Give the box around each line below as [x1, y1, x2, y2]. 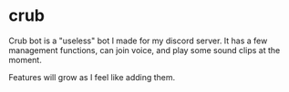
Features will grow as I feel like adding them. [8, 71, 176, 82]
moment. [8, 54, 42, 65]
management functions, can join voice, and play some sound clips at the [8, 44, 281, 55]
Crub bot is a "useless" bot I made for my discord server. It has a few [8, 35, 268, 46]
